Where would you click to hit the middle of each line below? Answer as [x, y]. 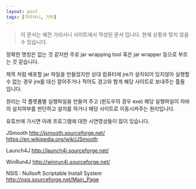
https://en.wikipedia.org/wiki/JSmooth [52, 139]
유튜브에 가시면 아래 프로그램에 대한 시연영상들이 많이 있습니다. [78, 121]
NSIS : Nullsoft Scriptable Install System [54, 173]
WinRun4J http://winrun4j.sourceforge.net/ [58, 161]
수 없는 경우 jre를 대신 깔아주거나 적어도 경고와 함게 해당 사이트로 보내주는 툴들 [96, 81]
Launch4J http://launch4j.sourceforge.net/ [58, 150]
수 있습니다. [34, 42]
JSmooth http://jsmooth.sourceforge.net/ [56, 133]
